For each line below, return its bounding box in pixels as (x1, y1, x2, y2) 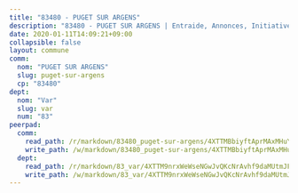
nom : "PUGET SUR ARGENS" (17, 63, 109, 72)
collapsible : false (9, 37, 82, 47)
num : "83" (17, 112, 53, 121)
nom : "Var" (17, 95, 58, 105)
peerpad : (9, 121, 42, 130)
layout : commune (9, 46, 69, 55)
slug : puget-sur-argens (17, 71, 105, 80)
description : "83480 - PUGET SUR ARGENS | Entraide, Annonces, (9, 21, 248, 30)
